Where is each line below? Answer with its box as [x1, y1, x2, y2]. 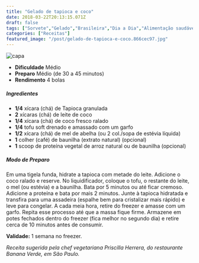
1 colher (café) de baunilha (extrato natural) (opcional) [14, 136, 147, 143]
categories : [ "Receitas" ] [6, 31, 70, 37]
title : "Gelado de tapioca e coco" [6, 8, 94, 15]
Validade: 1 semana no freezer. [6, 232, 82, 239]
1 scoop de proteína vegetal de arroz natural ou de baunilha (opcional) [14, 142, 187, 150]
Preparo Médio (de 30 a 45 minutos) [14, 70, 105, 77]
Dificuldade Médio [14, 64, 61, 71]
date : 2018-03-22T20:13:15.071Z [6, 14, 86, 20]
